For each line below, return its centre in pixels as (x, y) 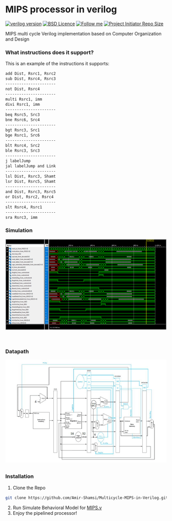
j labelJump (18, 161)
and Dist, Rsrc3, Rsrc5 (31, 192)
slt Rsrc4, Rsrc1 (24, 207)
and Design (17, 39)
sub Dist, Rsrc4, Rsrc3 (31, 79)
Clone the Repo (29, 488)
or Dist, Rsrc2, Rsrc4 (29, 197)
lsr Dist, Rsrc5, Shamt (31, 182)
